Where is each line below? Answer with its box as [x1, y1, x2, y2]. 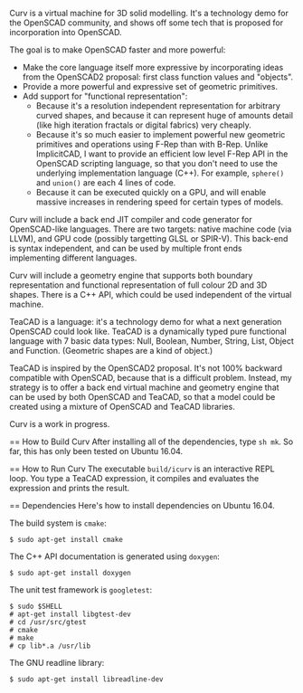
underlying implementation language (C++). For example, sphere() [35, 167, 285, 178]
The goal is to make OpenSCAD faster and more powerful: [9, 44, 226, 55]
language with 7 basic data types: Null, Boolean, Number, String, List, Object [9, 336, 294, 346]
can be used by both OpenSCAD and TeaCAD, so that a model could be [9, 392, 276, 402]
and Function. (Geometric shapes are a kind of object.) [9, 346, 213, 356]
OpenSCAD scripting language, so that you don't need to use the [35, 158, 279, 168]
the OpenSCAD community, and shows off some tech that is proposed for [9, 17, 284, 28]
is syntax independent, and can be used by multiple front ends [9, 243, 242, 253]
